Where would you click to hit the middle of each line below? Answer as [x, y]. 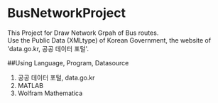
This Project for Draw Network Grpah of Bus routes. [83, 33]
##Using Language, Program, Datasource [68, 63]
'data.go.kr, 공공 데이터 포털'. [48, 48]
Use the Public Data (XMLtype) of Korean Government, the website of [109, 40]
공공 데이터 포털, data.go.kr [56, 77]
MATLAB [31, 85]
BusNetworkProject [67, 13]
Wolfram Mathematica [50, 93]
